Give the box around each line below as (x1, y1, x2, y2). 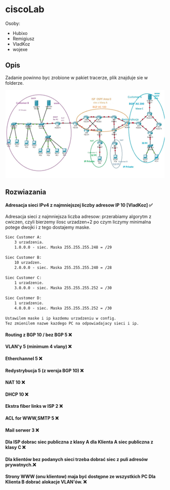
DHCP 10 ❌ (5, 391, 29, 397)
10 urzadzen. (14, 260, 42, 265)
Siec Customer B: (5, 255, 42, 260)
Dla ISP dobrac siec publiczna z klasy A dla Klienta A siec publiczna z (5, 439, 153, 445)
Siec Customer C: (5, 275, 42, 281)
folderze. (5, 80, 24, 86)
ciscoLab (5, 4, 45, 15)
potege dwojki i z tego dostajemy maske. (5, 224, 91, 230)
